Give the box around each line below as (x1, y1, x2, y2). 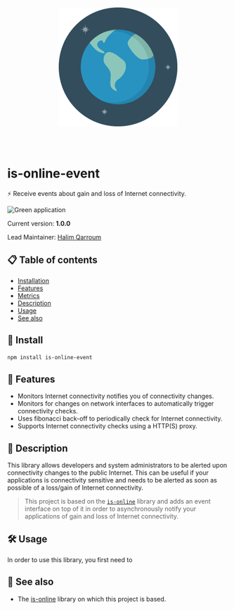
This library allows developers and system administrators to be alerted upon (7, 461, 228, 470)
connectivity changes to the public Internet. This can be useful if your (7, 468, 209, 477)
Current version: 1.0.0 (7, 219, 71, 228)
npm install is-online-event (7, 354, 93, 361)
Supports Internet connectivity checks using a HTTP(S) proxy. (17, 422, 198, 430)
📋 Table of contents (7, 254, 98, 266)
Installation (17, 276, 50, 285)
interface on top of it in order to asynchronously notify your (24, 504, 197, 513)
